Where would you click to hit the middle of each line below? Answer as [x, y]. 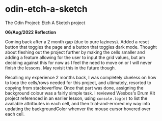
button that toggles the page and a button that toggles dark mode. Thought [81, 47]
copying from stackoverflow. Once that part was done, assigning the [74, 88]
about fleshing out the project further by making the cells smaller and [75, 52]
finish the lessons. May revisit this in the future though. [61, 68]
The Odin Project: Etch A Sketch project [45, 23]
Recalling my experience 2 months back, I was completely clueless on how [81, 77]
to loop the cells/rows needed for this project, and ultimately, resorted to [78, 83]
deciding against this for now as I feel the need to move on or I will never [79, 62]
